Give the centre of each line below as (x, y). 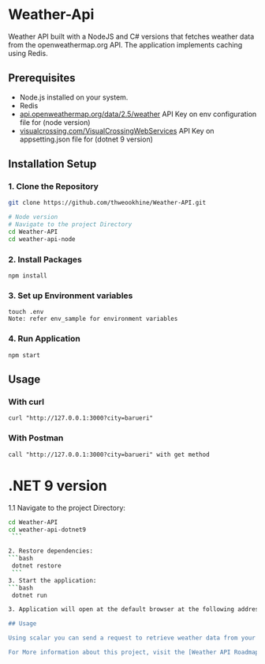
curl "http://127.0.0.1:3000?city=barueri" (81, 418)
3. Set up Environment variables (71, 296)
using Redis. (28, 53)
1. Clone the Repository (53, 187)
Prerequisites (42, 78)
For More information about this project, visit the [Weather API (119, 652)
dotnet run (29, 595)
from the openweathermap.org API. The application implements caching (125, 44)
